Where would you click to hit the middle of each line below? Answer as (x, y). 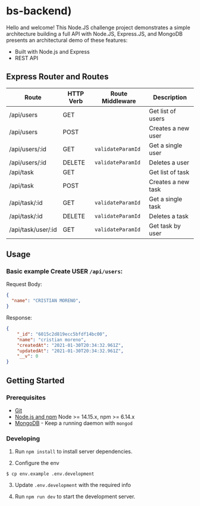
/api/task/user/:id (33, 229)
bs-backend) (39, 11)
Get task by (165, 226)
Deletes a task (168, 216)
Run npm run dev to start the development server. (75, 496)
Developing (23, 438)
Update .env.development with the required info (73, 485)
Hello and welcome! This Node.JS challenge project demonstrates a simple (98, 27)
